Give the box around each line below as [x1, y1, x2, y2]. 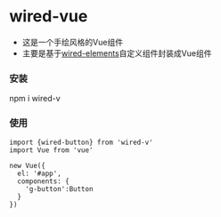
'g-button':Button [25, 184, 94, 193]
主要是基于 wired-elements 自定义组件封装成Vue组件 [21, 47, 212, 59]
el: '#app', [17, 169, 62, 178]
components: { [17, 176, 70, 186]
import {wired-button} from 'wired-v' [9, 138, 153, 147]
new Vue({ [9, 161, 46, 170]
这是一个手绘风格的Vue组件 [21, 36, 123, 47]
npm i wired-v [9, 93, 61, 104]
